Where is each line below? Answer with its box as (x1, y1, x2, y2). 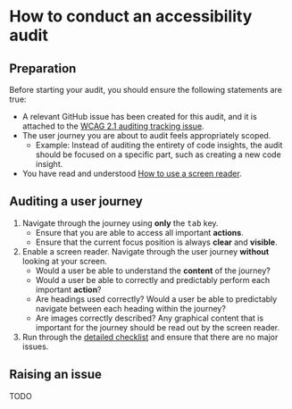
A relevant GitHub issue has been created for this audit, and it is (21, 112, 257, 121)
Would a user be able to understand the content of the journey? (35, 265, 271, 276)
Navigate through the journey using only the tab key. (21, 217, 219, 229)
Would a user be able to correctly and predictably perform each (35, 274, 271, 285)
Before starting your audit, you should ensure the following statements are (9, 85, 283, 95)
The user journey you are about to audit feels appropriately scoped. (21, 130, 271, 140)
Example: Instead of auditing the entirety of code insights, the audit (35, 140, 283, 150)
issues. (21, 341, 49, 352)
